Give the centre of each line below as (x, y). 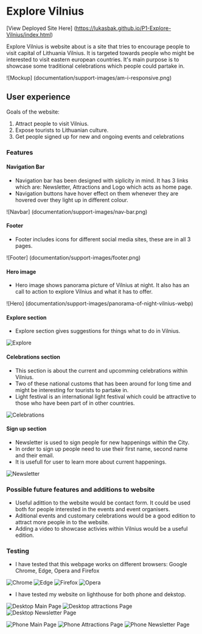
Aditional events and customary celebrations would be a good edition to (105, 516)
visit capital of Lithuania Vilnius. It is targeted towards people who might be (100, 53)
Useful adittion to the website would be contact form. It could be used (103, 503)
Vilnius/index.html (29, 34)
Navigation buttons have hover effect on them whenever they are (96, 193)
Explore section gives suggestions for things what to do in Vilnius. (98, 331)
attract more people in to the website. (62, 522)
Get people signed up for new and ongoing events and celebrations (99, 136)
